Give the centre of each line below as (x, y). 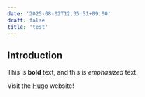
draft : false (26, 20)
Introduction (35, 55)
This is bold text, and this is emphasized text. (72, 72)
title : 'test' (28, 27)
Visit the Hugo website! (41, 86)
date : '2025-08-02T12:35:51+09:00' (59, 14)
